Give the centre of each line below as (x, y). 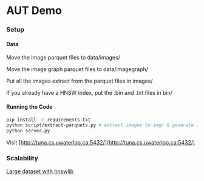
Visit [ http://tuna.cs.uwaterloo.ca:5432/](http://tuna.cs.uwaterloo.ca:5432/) (101, 143)
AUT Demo (34, 11)
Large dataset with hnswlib (40, 171)
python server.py (28, 131)
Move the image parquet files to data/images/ (63, 58)
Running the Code (29, 106)
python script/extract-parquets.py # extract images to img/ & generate (100, 125)
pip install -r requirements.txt (49, 120)
